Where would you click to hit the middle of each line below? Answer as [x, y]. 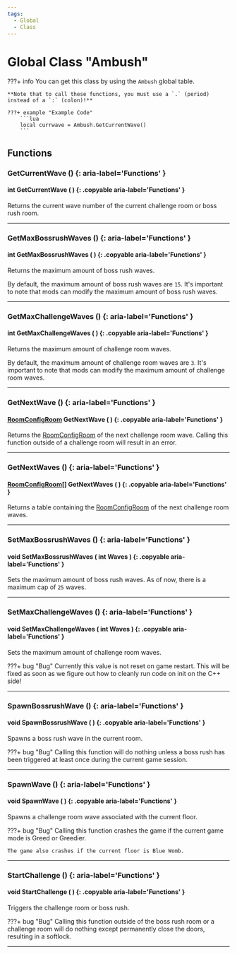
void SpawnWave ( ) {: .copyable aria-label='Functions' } [92, 801]
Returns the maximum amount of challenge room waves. [89, 349]
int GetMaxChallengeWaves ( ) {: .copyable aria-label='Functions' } [108, 333]
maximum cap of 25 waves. [47, 587]
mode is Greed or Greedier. [47, 838]
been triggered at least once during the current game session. [98, 759]
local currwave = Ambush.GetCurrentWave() [83, 125]
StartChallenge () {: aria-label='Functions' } [84, 875]
